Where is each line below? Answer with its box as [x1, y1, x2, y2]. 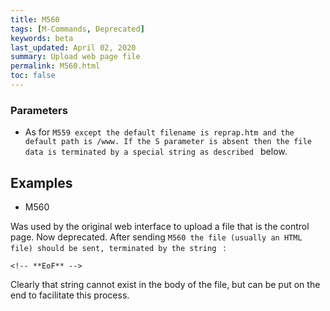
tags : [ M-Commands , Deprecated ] [10, 24, 145, 34]
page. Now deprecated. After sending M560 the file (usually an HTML [10, 231, 303, 243]
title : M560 [10, 14, 60, 25]
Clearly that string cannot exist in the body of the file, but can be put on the [10, 278, 321, 290]
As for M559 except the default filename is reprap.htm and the [24, 126, 295, 138]
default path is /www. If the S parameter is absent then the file [24, 137, 312, 147]
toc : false [10, 71, 56, 81]
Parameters [10, 103, 68, 117]
